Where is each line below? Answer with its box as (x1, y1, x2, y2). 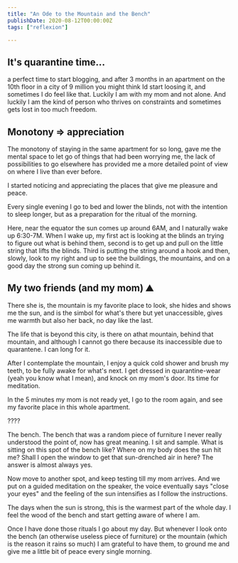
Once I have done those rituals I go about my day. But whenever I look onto (7, 524, 227, 533)
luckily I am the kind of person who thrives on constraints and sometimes (7, 97, 222, 107)
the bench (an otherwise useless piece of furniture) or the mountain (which (7, 532, 227, 540)
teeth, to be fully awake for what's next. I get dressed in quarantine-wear (7, 366, 221, 375)
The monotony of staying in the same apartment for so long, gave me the (7, 145, 222, 153)
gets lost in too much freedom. (7, 105, 97, 114)
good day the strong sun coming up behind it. (7, 262, 141, 270)
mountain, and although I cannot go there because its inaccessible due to (7, 337, 222, 345)
